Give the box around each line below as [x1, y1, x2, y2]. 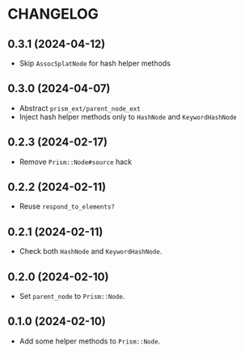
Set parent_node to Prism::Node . [19, 292, 125, 301]
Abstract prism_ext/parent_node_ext [19, 103, 141, 113]
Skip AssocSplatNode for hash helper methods [19, 58, 171, 68]
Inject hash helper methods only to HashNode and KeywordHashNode [19, 112, 237, 121]
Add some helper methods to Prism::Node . [19, 336, 161, 346]
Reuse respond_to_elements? [19, 201, 115, 211]
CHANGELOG [7, 5, 99, 23]
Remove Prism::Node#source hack [19, 157, 133, 166]
